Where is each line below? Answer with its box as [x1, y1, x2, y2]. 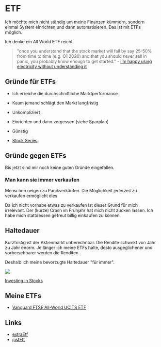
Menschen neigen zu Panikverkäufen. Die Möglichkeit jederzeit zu [5, 187, 137, 193]
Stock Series [12, 137, 38, 143]
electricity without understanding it [16, 64, 87, 69]
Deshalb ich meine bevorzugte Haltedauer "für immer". [5, 259, 115, 265]
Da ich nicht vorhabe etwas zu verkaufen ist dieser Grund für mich [5, 202, 138, 208]
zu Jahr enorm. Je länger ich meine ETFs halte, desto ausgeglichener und [5, 245, 153, 250]
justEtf [12, 337, 25, 343]
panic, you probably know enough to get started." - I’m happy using [16, 58, 152, 64]
